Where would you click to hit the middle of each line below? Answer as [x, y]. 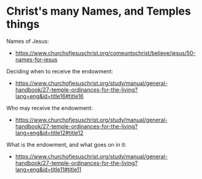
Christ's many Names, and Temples [99, 11]
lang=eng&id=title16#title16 [49, 96]
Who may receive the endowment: [50, 108]
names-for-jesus [36, 59]
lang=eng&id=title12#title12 [49, 133]
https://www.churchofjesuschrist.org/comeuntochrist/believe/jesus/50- [105, 53]
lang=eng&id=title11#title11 [48, 169]
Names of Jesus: [28, 41]
